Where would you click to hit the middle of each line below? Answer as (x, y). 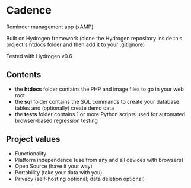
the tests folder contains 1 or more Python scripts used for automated (100, 114)
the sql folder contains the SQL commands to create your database (97, 101)
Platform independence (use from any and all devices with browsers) (99, 160)
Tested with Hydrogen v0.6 (39, 56)
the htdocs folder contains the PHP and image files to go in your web (99, 89)
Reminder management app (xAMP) (50, 27)
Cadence (29, 10)
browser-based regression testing (56, 120)
